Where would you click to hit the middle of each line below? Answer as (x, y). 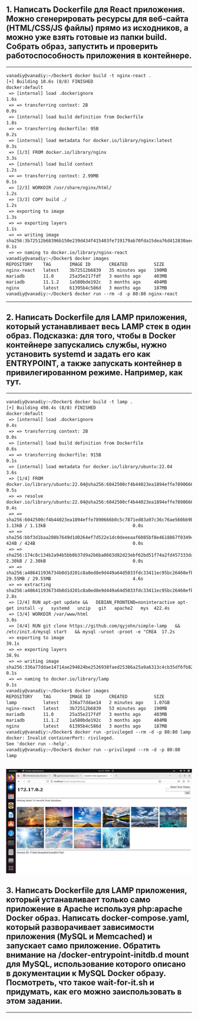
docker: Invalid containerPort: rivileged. (60, 738)
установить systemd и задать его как (78, 354)
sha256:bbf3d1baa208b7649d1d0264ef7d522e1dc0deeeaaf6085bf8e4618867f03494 (100, 537)
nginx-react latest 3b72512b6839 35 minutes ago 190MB (87, 270)
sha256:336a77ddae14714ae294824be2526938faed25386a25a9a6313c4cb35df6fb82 (100, 667)
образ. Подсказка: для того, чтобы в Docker (91, 336)
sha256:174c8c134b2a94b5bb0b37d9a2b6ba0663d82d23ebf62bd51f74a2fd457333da (100, 555)
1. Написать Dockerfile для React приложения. (95, 10)
